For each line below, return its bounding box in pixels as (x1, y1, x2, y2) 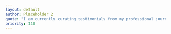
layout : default (5, 7, 40, 12)
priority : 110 (5, 21, 36, 26)
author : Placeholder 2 (5, 12, 53, 17)
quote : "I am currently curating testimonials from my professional (5, 16, 154, 21)
